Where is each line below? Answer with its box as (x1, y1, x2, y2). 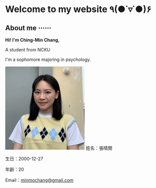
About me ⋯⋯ (5, 24, 52, 32)
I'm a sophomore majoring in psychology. (5, 56, 91, 62)
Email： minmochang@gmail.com (5, 177, 74, 183)
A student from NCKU (5, 47, 50, 52)
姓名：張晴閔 (85, 145, 112, 151)
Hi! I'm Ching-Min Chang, (5, 37, 60, 43)
